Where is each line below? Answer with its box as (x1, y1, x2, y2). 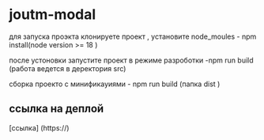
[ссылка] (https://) (9, 123, 70, 132)
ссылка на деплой (9, 102, 104, 115)
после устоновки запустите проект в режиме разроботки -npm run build (9, 55, 254, 65)
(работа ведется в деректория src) (9, 63, 126, 73)
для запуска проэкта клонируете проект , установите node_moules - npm (9, 32, 257, 41)
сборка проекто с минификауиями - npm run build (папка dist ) (9, 79, 221, 89)
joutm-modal (9, 6, 96, 24)
